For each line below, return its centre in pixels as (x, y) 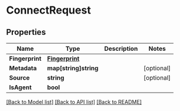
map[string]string (73, 68)
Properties (26, 32)
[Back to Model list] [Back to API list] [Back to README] (74, 102)
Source (20, 78)
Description (121, 49)
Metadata (23, 68)
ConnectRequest (49, 10)
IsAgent (20, 87)
